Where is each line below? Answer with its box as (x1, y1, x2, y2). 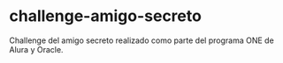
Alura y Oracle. (9, 44, 64, 54)
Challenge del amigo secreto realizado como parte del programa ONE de (9, 35, 274, 45)
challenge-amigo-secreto (9, 6, 202, 26)
